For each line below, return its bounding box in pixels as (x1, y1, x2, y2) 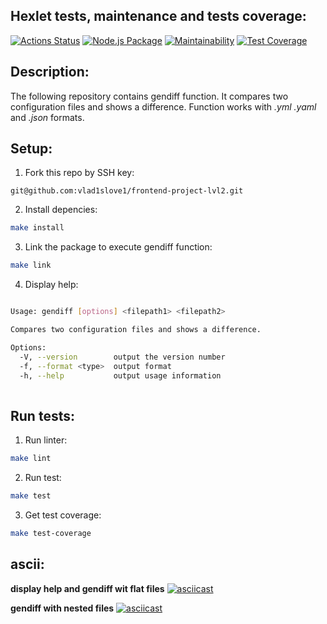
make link (10, 260, 52, 271)
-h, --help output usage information (19, 370, 222, 381)
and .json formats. (10, 111, 85, 123)
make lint (10, 454, 52, 464)
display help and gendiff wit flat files (10, 582, 165, 594)
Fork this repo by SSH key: (24, 167, 135, 179)
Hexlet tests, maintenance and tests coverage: (10, 8, 307, 25)
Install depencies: (24, 204, 98, 216)
